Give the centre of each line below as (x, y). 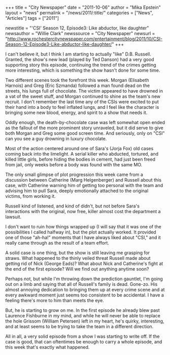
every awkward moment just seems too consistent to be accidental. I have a (84, 295)
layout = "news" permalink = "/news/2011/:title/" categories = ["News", (79, 13)
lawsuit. (13, 217)
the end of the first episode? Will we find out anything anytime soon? (77, 269)
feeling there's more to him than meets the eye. (55, 300)
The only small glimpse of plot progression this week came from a (74, 174)
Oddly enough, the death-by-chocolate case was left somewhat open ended (85, 122)
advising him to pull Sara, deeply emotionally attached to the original (77, 191)
